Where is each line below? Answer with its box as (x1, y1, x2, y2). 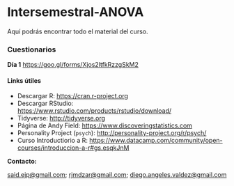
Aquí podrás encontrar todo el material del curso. (7, 27, 148, 36)
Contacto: (7, 157, 37, 166)
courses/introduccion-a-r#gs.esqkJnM (17, 144, 130, 152)
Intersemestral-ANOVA (7, 4, 144, 20)
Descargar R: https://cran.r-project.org (17, 92, 129, 100)
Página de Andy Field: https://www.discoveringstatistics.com (17, 121, 193, 130)
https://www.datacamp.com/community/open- (89, 137, 223, 145)
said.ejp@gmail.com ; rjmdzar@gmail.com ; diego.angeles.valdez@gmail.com (7, 171, 227, 179)
